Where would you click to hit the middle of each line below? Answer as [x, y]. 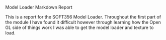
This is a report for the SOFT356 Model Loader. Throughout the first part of [83, 17]
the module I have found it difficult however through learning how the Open [83, 22]
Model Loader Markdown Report [39, 7]
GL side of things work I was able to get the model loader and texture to [79, 27]
